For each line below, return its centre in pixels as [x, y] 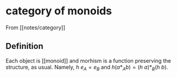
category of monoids [59, 11]
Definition [24, 46]
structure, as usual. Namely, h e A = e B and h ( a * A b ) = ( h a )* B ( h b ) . [87, 68]
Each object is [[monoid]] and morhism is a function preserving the [88, 60]
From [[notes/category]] [35, 27]
